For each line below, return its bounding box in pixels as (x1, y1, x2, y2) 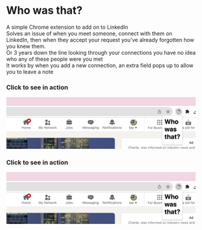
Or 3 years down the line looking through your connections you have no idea (6, 49, 196, 56)
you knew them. (6, 43, 46, 50)
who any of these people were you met (6, 55, 103, 62)
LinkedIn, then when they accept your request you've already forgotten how (6, 36, 194, 43)
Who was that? (6, 4, 83, 17)
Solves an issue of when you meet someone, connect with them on (6, 29, 173, 37)
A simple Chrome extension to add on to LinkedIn (6, 23, 128, 31)
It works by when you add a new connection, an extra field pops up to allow (6, 61, 194, 69)
